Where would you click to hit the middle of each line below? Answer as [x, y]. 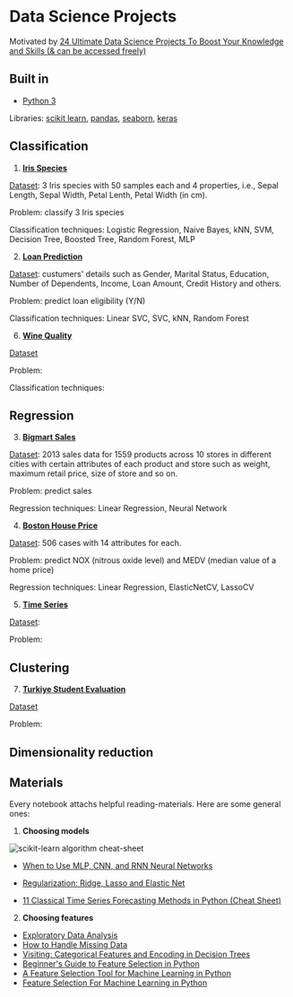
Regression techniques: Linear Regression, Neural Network [118, 508]
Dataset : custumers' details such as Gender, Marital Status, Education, [139, 273]
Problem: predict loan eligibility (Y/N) [78, 300]
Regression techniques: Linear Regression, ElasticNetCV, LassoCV [132, 587]
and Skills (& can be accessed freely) [78, 50]
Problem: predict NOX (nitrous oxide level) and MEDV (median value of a [143, 560]
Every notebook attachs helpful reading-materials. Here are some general [145, 804]
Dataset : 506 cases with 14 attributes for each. [95, 543]
